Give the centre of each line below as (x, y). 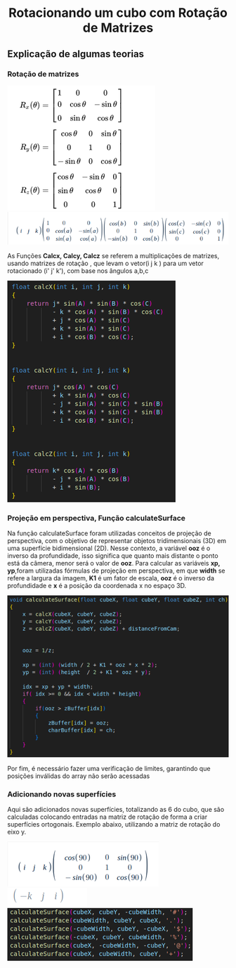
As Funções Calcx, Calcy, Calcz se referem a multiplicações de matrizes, (113, 255)
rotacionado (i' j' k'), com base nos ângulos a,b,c (78, 270)
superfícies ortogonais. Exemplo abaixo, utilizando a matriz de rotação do (114, 824)
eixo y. (17, 832)
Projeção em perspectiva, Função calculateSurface (97, 518)
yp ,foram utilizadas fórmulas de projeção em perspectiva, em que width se (117, 571)
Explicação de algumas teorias (76, 54)
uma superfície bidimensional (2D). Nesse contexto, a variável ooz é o (109, 548)
